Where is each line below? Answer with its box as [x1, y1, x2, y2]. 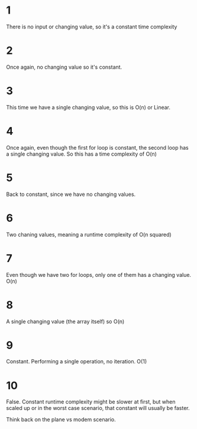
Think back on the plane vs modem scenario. [6, 416, 117, 423]
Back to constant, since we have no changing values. [6, 191, 136, 198]
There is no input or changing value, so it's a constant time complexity [6, 23, 177, 30]
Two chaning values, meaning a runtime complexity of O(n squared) [6, 231, 172, 238]
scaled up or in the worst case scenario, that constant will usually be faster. [6, 405, 190, 412]
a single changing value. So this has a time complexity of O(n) [6, 150, 157, 157]
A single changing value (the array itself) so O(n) [6, 318, 125, 325]
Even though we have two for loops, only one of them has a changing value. [6, 271, 191, 278]
